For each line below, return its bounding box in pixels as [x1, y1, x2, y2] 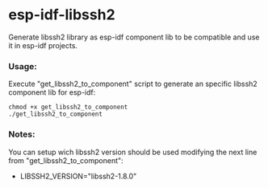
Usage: [8, 60, 38, 72]
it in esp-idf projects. [8, 40, 78, 50]
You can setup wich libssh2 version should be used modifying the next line [8, 147, 258, 157]
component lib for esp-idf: [8, 88, 96, 97]
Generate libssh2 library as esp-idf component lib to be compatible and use [8, 32, 260, 42]
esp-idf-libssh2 [8, 6, 115, 24]
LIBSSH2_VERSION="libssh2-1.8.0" [19, 171, 137, 181]
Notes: [8, 129, 36, 140]
